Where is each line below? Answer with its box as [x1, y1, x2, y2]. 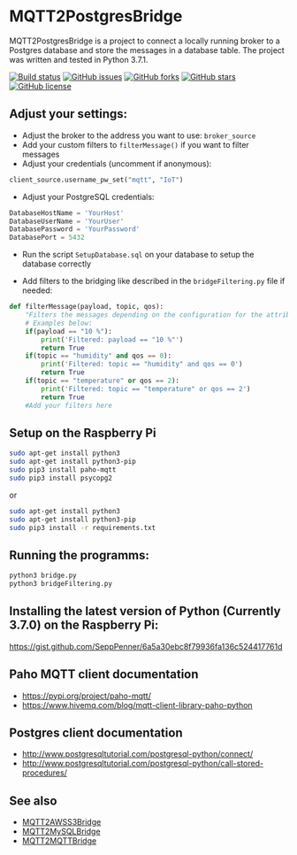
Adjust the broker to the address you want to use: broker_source [21, 130, 256, 141]
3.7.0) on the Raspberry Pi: [9, 618, 159, 633]
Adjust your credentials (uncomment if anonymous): [21, 158, 212, 169]
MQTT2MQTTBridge [21, 836, 97, 846]
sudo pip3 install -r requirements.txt [9, 523, 156, 532]
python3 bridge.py [9, 571, 77, 581]
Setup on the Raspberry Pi [9, 425, 156, 440]
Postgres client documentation [9, 726, 183, 741]
